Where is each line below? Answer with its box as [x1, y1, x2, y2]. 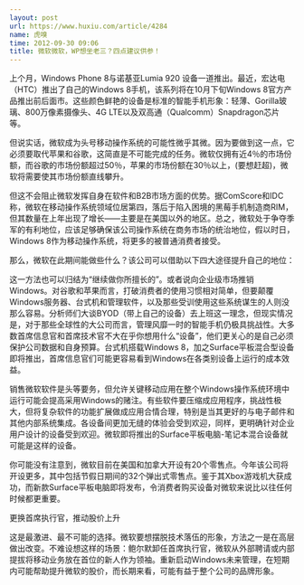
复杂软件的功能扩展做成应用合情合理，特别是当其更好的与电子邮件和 [40, 406, 295, 417]
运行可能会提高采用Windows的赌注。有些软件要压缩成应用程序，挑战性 [9, 395, 274, 406]
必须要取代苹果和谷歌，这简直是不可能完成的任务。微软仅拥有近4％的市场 [9, 148, 285, 159]
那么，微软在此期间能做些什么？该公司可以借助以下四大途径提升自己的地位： [9, 255, 295, 266]
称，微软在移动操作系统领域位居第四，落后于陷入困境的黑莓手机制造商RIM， [9, 202, 294, 212]
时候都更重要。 [9, 494, 65, 505]
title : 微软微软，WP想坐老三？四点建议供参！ [9, 47, 161, 56]
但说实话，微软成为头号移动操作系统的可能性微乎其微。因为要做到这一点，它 [9, 137, 295, 148]
